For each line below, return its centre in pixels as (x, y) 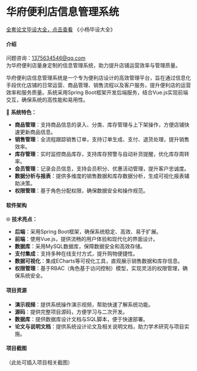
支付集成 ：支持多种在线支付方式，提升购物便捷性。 (76, 254)
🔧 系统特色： (21, 113)
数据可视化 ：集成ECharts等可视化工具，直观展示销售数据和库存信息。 (98, 261)
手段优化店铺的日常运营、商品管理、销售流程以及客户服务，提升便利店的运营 (98, 85)
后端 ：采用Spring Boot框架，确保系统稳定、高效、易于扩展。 (88, 232)
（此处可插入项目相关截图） (40, 362)
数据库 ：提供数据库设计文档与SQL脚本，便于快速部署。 (81, 319)
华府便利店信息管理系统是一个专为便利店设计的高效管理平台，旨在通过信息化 (98, 78)
